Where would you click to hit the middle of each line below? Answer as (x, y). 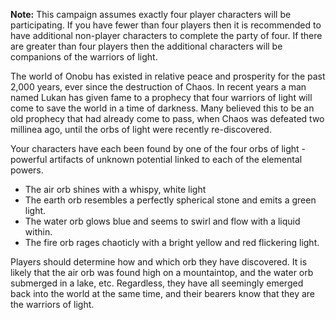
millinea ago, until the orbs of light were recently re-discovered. (141, 129)
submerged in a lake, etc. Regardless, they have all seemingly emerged (157, 283)
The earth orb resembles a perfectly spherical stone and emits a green (170, 200)
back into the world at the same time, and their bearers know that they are (163, 293)
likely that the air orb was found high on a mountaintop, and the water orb (162, 272)
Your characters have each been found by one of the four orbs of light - (158, 148)
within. (38, 232)
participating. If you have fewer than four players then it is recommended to (166, 25)
